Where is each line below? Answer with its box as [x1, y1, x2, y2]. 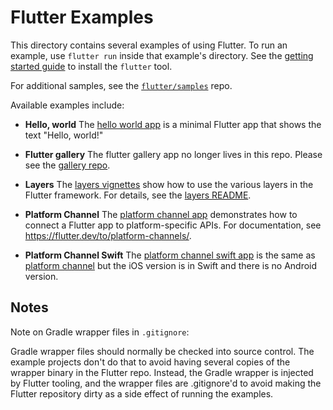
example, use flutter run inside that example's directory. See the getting [10, 49, 314, 61]
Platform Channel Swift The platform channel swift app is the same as [24, 249, 316, 261]
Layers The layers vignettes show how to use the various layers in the [24, 178, 314, 190]
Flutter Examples [10, 6, 154, 29]
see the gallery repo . [24, 159, 111, 171]
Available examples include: [10, 99, 125, 111]
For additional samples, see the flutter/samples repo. [10, 79, 233, 91]
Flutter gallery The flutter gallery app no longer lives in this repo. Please [24, 148, 323, 160]
